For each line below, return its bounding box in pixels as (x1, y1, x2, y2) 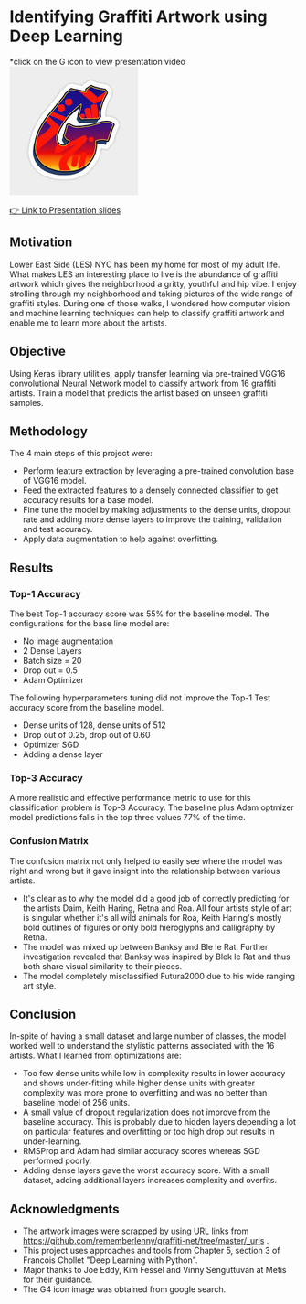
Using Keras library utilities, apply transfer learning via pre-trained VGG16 (9, 368, 286, 379)
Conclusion (9, 1007, 77, 1022)
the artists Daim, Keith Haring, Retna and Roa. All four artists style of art (22, 903, 292, 914)
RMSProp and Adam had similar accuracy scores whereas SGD (22, 1146, 260, 1157)
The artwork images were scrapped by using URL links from (22, 1225, 249, 1236)
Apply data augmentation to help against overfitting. (22, 533, 219, 545)
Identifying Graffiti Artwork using (9, 6, 268, 27)
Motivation (9, 235, 73, 251)
